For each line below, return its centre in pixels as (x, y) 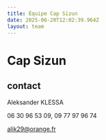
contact (24, 86)
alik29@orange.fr (32, 129)
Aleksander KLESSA (35, 102)
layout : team (26, 26)
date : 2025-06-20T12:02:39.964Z (53, 20)
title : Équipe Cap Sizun (42, 13)
